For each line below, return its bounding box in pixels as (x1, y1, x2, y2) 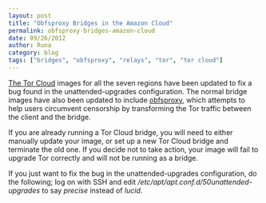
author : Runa (8, 42, 52, 50)
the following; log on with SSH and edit (8, 177, 137, 186)
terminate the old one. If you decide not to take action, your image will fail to (8, 145, 259, 154)
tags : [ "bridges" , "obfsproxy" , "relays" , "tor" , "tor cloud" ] (8, 57, 224, 65)
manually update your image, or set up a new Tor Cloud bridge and (8, 136, 229, 145)
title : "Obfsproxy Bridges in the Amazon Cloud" (8, 19, 173, 27)
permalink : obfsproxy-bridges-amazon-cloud (8, 26, 156, 34)
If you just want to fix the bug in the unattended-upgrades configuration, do (8, 169, 257, 178)
